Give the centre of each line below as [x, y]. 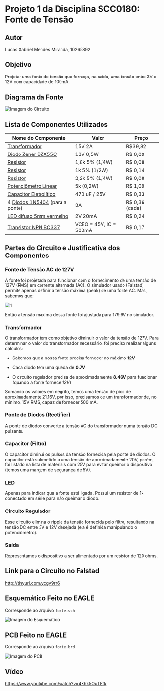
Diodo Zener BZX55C [32, 154]
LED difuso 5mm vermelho [38, 216]
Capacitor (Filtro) [26, 443]
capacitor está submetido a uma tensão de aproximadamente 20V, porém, [80, 460]
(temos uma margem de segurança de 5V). [48, 470]
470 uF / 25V [90, 194]
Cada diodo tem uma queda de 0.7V [49, 368]
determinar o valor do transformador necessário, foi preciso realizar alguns [81, 343]
